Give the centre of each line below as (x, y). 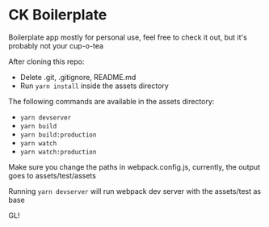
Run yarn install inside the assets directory (95, 86)
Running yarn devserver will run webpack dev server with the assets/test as (134, 191)
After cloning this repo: (46, 61)
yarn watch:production (58, 152)
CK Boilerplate (58, 15)
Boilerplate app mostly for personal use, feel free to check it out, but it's (128, 37)
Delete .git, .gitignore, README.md (78, 77)
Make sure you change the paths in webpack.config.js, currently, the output (134, 166)
